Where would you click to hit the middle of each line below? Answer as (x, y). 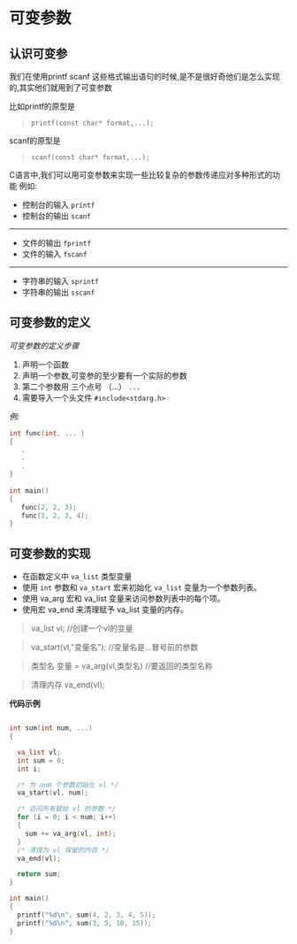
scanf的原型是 (35, 141)
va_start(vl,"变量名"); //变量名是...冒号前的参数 (114, 648)
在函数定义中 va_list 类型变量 (77, 577)
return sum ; (39, 874)
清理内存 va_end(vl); (68, 685)
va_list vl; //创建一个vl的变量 (82, 628)
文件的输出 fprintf (56, 243)
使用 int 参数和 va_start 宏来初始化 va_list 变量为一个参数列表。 (142, 587)
